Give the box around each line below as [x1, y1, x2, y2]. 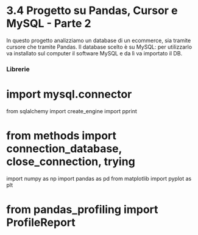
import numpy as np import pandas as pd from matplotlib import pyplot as [6, 175, 192, 182]
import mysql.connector [6, 88, 132, 101]
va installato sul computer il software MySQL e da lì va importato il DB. [6, 49, 183, 57]
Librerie [6, 65, 30, 73]
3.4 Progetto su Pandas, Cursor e [6, 4, 178, 18]
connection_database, [6, 141, 122, 155]
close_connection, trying [6, 155, 135, 168]
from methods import [6, 128, 117, 142]
